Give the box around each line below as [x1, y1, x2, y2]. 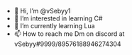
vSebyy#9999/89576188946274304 [13, 39, 122, 48]
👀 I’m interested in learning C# [13, 14, 103, 23]
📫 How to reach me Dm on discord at [13, 30, 125, 38]
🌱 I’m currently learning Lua [13, 22, 95, 30]
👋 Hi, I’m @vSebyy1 [13, 7, 71, 15]
